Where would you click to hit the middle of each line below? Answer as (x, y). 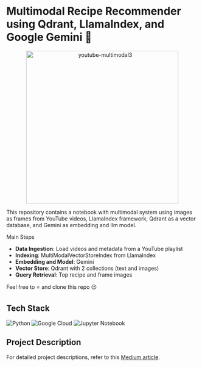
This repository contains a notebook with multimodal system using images (99, 212)
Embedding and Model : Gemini (54, 261)
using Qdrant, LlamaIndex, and (85, 24)
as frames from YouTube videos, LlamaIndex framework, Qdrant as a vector (101, 219)
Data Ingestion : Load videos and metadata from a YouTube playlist (99, 249)
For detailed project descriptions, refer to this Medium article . (83, 357)
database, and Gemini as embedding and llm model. (71, 225)
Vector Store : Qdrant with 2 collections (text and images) (87, 268)
